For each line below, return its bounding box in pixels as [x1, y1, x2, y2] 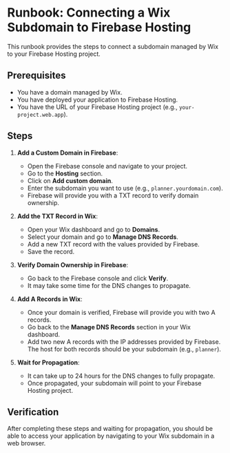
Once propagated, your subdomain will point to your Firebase [27, 378, 202, 387]
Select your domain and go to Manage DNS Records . [27, 233, 179, 241]
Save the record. [27, 247, 75, 256]
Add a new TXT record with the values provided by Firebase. [27, 240, 200, 248]
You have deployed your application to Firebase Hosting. [17, 95, 178, 104]
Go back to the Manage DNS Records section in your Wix [27, 322, 191, 331]
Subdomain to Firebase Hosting [7, 19, 191, 35]
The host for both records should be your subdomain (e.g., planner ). [27, 345, 222, 353]
